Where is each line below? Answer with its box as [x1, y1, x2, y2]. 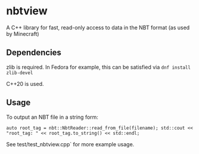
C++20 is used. [6, 80, 44, 87]
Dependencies [6, 48, 61, 58]
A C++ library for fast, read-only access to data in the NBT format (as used [6, 24, 190, 31]
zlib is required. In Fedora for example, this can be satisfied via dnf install [6, 63, 191, 70]
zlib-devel [6, 70, 33, 76]
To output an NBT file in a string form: [6, 113, 98, 121]
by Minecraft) [6, 30, 40, 37]
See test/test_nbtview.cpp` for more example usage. [6, 140, 135, 147]
